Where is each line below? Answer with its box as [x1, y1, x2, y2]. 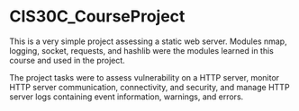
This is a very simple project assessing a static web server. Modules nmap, [9, 36, 287, 47]
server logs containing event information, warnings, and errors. [9, 91, 244, 102]
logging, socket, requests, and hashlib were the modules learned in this [9, 45, 275, 55]
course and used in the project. [9, 55, 126, 65]
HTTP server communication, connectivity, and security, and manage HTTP [9, 81, 290, 92]
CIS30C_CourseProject [9, 6, 186, 27]
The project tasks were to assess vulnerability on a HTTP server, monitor [9, 72, 280, 82]
